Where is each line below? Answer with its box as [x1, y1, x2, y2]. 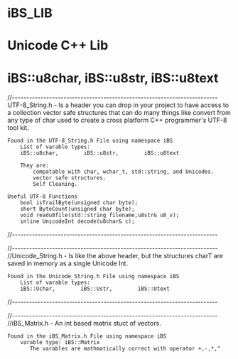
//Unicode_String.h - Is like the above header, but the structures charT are [7, 252, 224, 260]
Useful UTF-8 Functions [7, 193, 78, 200]
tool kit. [7, 123, 30, 132]
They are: [20, 162, 50, 170]
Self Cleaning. [33, 181, 78, 188]
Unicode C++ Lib [7, 38, 109, 54]
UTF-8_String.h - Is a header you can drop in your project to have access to [7, 101, 229, 109]
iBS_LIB [7, 5, 53, 21]
